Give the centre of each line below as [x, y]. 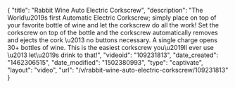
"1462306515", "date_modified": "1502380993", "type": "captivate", [105, 62]
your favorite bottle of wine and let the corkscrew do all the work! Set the [113, 25]
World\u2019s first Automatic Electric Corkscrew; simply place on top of [112, 18]
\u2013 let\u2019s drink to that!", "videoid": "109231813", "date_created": [113, 55]
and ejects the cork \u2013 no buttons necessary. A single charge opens [113, 40]
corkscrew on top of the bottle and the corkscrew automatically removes [113, 32]
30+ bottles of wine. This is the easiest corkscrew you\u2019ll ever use [111, 48]
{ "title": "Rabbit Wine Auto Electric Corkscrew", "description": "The [105, 10]
